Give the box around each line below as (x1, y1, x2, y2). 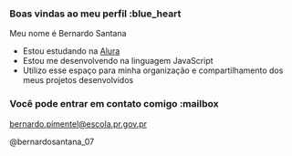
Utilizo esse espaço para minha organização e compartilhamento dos (22, 65, 284, 76)
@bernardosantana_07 (9, 136, 95, 147)
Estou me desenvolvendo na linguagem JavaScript (22, 56, 214, 67)
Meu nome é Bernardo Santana (9, 28, 127, 39)
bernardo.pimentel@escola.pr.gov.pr (9, 118, 148, 130)
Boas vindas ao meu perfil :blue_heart (9, 7, 182, 20)
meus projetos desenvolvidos (22, 75, 134, 86)
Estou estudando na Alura (22, 46, 120, 57)
